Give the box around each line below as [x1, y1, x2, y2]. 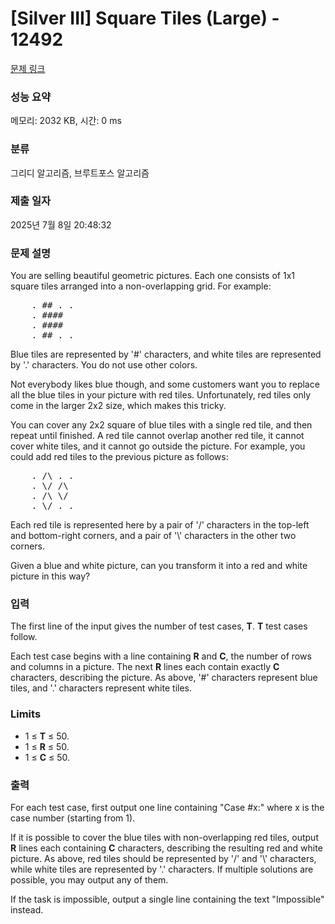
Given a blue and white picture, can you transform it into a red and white [10, 560, 308, 572]
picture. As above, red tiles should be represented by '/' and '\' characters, [10, 853, 317, 865]
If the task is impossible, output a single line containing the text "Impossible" [10, 893, 325, 906]
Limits [10, 707, 42, 721]
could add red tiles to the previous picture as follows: [10, 451, 229, 463]
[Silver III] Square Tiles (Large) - [10, 7, 280, 30]
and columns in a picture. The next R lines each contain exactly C [10, 661, 280, 673]
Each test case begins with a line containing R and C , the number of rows [10, 650, 312, 662]
